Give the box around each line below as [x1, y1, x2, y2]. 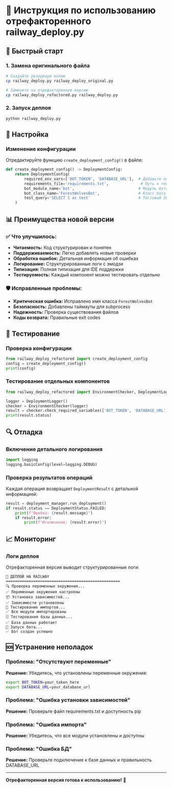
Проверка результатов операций [6, 474, 93, 481]
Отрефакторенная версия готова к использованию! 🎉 [6, 777, 127, 783]
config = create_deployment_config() [6, 361, 86, 366]
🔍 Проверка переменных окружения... [6, 584, 85, 589]
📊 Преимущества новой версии [6, 215, 114, 224]
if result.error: [15, 515, 52, 520]
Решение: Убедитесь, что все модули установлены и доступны [6, 733, 144, 739]
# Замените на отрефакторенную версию [6, 87, 88, 92]
